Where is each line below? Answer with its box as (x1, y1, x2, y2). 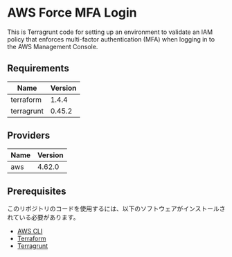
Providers (7, 130, 51, 141)
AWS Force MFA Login (7, 5, 137, 21)
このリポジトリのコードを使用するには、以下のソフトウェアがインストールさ (7, 204, 226, 213)
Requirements (7, 62, 69, 74)
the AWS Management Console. (7, 42, 98, 51)
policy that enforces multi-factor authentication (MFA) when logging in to (7, 35, 215, 43)
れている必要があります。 (7, 213, 80, 222)
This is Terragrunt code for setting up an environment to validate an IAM (7, 28, 213, 36)
